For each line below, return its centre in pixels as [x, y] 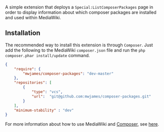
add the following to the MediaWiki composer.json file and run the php [75, 50]
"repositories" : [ [33, 83]
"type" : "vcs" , [47, 92]
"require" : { [27, 69]
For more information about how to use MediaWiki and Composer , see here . [82, 124]
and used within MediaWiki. [33, 17]
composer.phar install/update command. [48, 55]
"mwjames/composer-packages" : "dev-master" [68, 73]
